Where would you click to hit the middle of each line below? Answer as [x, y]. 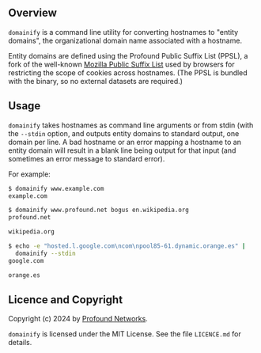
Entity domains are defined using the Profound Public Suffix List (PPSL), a [128, 55]
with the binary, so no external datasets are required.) [96, 81]
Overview [33, 13]
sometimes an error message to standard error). [87, 158]
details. [20, 343]
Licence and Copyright [66, 300]
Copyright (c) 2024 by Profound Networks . [78, 319]
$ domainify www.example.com [56, 188]
